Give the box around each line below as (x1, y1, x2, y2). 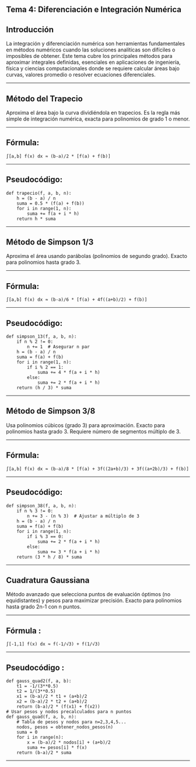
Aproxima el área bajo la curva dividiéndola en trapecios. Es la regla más (6, 109, 180, 116)
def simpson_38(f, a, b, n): (6, 503, 77, 508)
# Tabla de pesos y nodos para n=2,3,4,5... (16, 719, 127, 725)
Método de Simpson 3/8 (6, 406, 96, 416)
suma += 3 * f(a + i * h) (37, 549, 100, 555)
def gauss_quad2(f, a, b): (6, 678, 72, 684)
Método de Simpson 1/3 (6, 237, 94, 247)
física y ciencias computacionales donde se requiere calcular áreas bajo (6, 65, 180, 72)
